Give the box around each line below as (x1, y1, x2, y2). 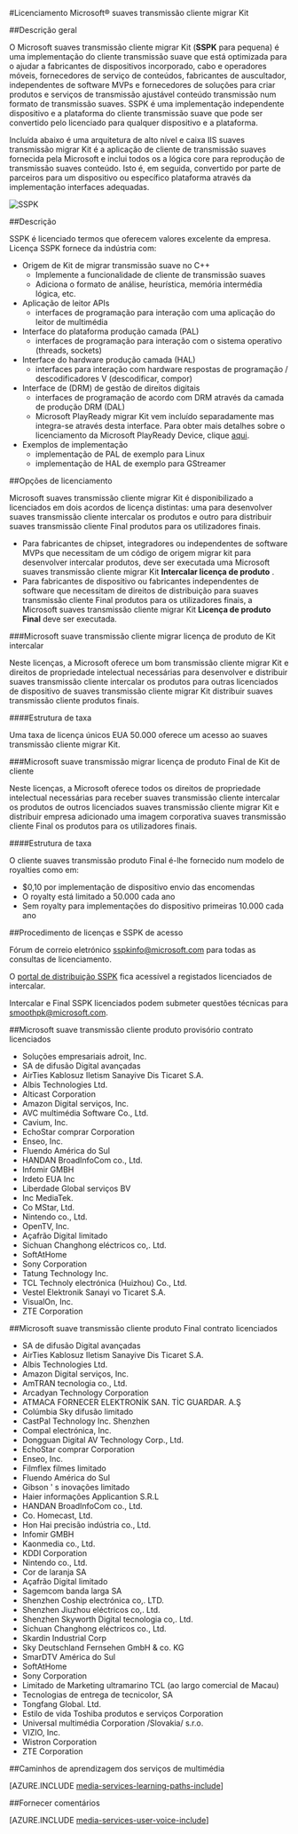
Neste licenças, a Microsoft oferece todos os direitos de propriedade (9, 783, 262, 793)
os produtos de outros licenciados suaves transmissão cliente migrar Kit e (9, 802, 279, 812)
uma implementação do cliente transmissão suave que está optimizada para (9, 52, 287, 61)
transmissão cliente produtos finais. (9, 695, 140, 705)
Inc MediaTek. (21, 1193, 74, 1203)
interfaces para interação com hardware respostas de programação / (35, 364, 288, 374)
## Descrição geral (9, 25, 77, 35)
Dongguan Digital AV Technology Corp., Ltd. (21, 1434, 184, 1445)
